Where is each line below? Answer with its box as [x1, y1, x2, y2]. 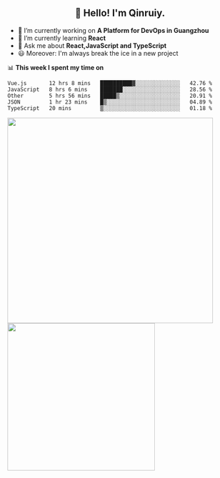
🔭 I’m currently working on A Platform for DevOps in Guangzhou [17, 26, 209, 34]
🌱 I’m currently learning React [17, 34, 106, 42]
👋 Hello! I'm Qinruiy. [74, 7, 166, 19]
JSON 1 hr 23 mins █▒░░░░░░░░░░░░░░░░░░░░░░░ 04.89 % [7, 98, 213, 106]
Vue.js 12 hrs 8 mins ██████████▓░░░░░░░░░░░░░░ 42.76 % [7, 79, 213, 86]
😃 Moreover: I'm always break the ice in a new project [17, 49, 179, 57]
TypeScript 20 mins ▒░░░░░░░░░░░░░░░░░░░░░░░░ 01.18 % [7, 104, 213, 111]
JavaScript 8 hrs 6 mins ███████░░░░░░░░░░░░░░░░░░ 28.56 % [7, 86, 213, 93]
